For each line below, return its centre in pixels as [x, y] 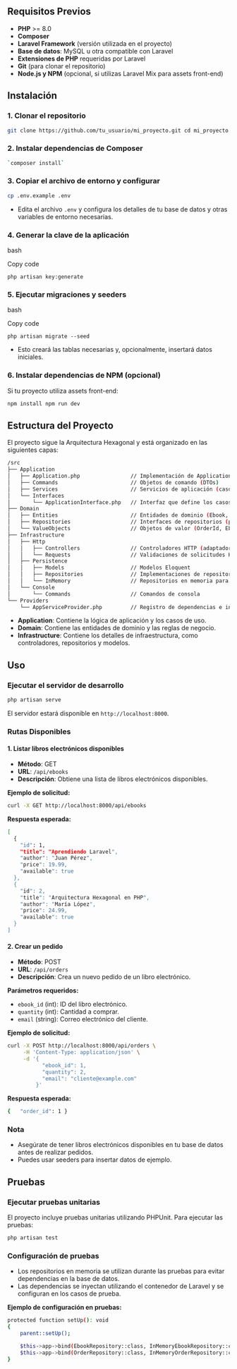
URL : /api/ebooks [43, 772]
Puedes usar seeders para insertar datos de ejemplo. [95, 1160]
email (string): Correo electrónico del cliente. [83, 1019]
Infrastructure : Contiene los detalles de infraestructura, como [108, 636]
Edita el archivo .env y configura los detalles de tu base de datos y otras [122, 209]
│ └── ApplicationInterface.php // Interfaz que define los [110, 502]
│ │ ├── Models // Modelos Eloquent [99, 568]
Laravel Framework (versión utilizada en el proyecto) [95, 43]
